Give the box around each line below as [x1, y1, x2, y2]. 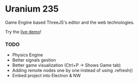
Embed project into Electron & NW [12, 73, 81, 79]
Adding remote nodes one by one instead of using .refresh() [12, 67, 133, 73]
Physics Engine [12, 52, 43, 58]
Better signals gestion [12, 57, 56, 63]
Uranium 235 [5, 3, 59, 15]
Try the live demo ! [5, 29, 41, 34]
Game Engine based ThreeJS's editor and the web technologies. [5, 19, 135, 25]
